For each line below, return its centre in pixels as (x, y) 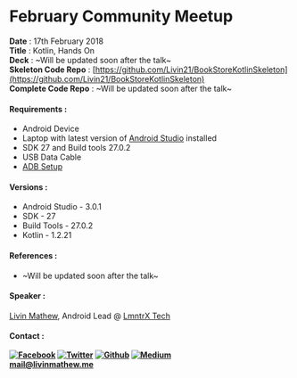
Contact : (27, 336)
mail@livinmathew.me (51, 365)
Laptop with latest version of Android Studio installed (119, 138)
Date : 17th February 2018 (57, 41)
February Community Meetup (121, 16)
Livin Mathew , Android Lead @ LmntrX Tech (90, 316)
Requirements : (38, 109)
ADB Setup (42, 167)
